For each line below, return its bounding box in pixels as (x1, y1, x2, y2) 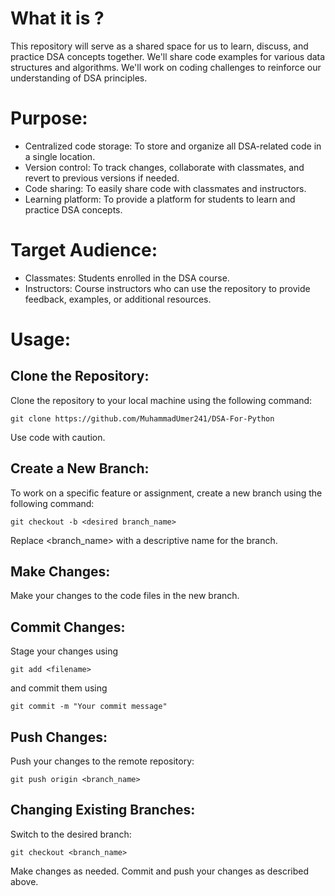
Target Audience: (10, 239, 158, 262)
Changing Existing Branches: (10, 802, 196, 819)
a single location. (24, 150, 96, 162)
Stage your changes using (10, 645, 119, 657)
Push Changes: (10, 728, 108, 746)
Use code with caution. (10, 431, 106, 443)
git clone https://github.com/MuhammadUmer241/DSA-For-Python (10, 413, 275, 424)
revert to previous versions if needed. (24, 172, 180, 184)
